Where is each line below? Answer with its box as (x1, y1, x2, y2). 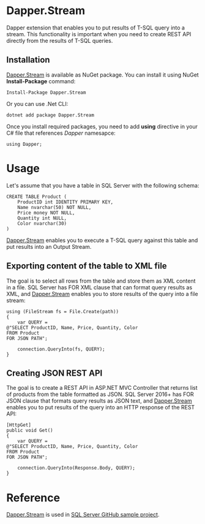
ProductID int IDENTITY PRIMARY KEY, (17, 199, 114, 205)
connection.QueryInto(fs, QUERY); (17, 346, 105, 352)
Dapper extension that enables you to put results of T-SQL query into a (6, 24, 185, 31)
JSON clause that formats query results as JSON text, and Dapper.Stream (6, 397, 192, 404)
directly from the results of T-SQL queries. (6, 37, 113, 44)
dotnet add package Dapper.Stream (6, 112, 95, 118)
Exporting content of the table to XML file (6, 261, 167, 271)
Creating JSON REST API (6, 368, 103, 378)
